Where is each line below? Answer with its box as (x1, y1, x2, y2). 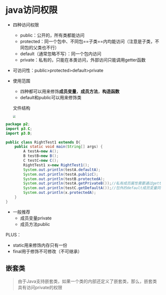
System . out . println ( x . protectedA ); (23, 190, 97, 195)
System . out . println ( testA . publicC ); (23, 172, 99, 177)
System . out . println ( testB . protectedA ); (23, 176, 105, 182)
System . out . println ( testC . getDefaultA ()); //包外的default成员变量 (23, 185, 157, 190)
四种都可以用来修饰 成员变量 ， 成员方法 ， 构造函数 (20, 88, 120, 94)
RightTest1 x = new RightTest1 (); (23, 162, 90, 168)
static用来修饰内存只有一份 (12, 242, 67, 248)
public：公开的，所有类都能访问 (20, 32, 85, 38)
